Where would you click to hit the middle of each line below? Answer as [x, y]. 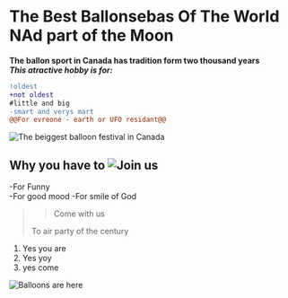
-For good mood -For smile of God [73, 197]
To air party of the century [80, 232]
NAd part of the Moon [92, 35]
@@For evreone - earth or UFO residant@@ [88, 120]
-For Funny [30, 187]
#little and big [39, 103]
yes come [40, 267]
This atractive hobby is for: [61, 70]
